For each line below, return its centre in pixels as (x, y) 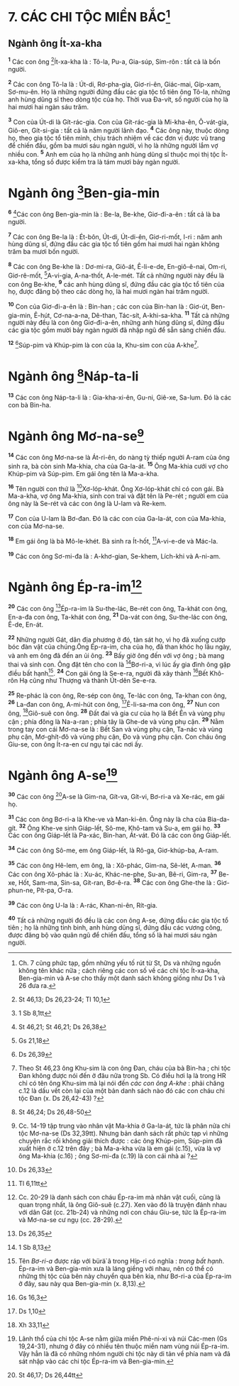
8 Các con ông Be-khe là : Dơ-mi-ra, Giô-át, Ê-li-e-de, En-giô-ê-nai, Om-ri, (118, 266)
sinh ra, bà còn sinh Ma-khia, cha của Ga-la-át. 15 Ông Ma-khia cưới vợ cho (118, 466)
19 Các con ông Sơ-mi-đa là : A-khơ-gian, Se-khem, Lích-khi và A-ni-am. (114, 555)
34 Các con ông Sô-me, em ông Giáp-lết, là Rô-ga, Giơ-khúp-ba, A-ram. (113, 849)
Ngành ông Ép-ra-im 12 (75, 586)
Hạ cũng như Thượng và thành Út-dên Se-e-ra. (88, 681)
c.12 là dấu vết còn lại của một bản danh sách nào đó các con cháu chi (122, 1091)
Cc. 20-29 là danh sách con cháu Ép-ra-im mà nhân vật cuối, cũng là (119, 1197)
